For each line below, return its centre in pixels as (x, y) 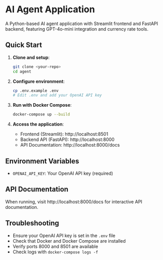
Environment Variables (42, 161)
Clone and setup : (31, 57)
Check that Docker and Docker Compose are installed (69, 241)
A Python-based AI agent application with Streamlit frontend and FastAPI (82, 23)
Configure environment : (39, 81)
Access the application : (38, 124)
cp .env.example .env (35, 90)
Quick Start (24, 45)
